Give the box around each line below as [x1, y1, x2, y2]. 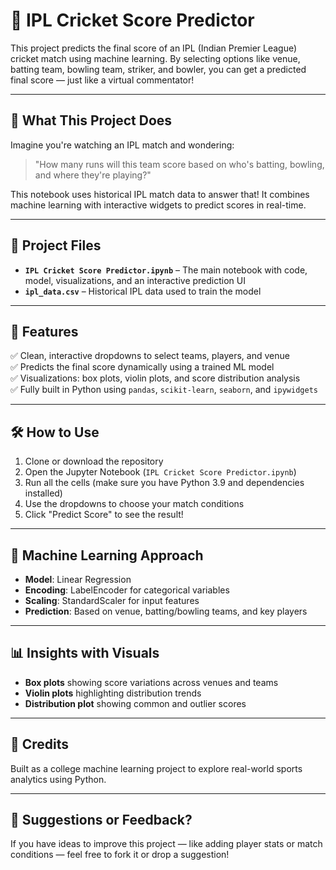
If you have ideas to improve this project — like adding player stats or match [10, 838, 323, 850]
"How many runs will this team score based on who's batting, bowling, [34, 158, 325, 170]
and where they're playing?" [34, 169, 152, 181]
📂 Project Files [10, 237, 102, 254]
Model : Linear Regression [24, 574, 132, 585]
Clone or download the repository [24, 455, 164, 468]
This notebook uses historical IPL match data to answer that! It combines [10, 188, 310, 200]
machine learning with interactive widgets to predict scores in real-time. [10, 199, 307, 211]
